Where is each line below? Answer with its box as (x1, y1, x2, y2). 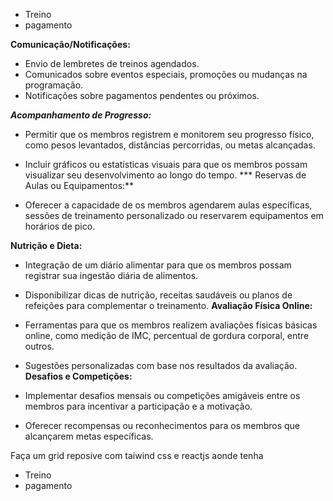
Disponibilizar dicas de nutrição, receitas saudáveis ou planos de (24, 289, 293, 301)
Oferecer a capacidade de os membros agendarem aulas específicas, (24, 199, 313, 211)
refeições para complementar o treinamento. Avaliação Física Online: (24, 300, 313, 311)
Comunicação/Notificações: (10, 39, 131, 50)
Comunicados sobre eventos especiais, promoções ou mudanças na (24, 69, 308, 80)
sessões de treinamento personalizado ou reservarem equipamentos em (24, 210, 324, 221)
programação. (24, 79, 84, 91)
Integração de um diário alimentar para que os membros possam (24, 259, 292, 271)
